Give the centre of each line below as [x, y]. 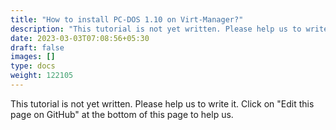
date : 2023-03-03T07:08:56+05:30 [80, 38]
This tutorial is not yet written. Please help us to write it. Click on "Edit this [162, 103]
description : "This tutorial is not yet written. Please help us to [156, 29]
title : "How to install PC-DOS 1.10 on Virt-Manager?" [127, 19]
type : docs [33, 66]
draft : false [37, 47]
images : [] [33, 57]
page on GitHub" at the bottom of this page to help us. [122, 114]
